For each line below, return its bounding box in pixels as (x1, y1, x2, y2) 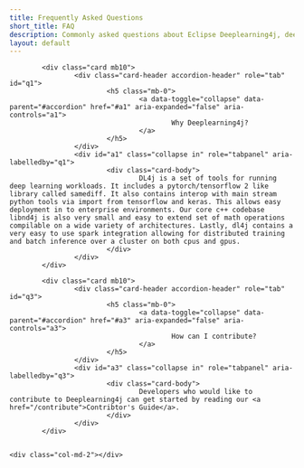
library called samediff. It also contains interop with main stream (9, 190, 278, 199)
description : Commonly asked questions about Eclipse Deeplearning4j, (9, 30, 281, 39)
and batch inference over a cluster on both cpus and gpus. (9, 237, 242, 247)
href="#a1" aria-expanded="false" (90, 103, 221, 112)
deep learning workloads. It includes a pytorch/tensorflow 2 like (9, 182, 270, 191)
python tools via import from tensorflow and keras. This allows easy (9, 198, 281, 207)
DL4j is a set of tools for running (138, 173, 278, 183)
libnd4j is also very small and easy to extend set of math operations (9, 213, 285, 222)
